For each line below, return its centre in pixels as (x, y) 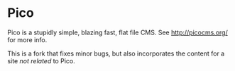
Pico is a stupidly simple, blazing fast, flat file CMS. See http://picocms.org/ (118, 32)
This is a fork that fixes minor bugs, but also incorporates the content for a (116, 53)
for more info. (27, 39)
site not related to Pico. (42, 60)
